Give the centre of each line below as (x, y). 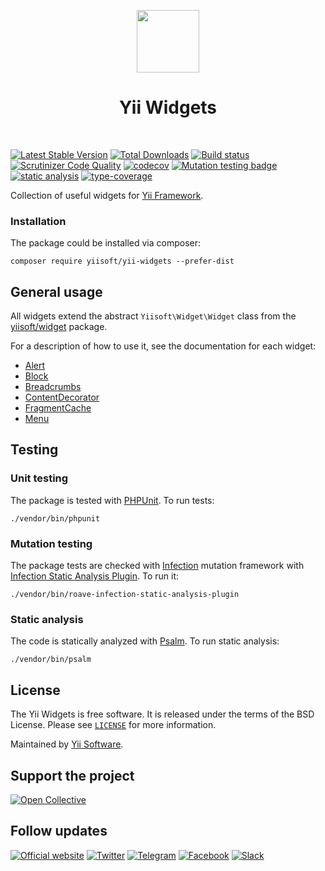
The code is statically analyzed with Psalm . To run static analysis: (145, 641)
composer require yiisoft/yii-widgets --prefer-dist (122, 261)
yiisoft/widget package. (59, 327)
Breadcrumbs (53, 387)
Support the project (72, 775)
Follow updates (59, 831)
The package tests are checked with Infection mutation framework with (157, 566)
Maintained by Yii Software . (67, 744)
